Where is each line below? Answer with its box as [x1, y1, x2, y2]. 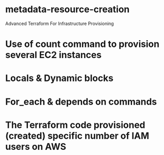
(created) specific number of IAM [5, 130, 149, 141]
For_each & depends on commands [5, 96, 157, 108]
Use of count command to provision [5, 38, 159, 50]
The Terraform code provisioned [5, 119, 146, 131]
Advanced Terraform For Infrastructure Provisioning [5, 20, 114, 27]
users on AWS [5, 141, 66, 152]
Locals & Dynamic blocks [5, 72, 114, 84]
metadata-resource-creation [5, 4, 130, 15]
